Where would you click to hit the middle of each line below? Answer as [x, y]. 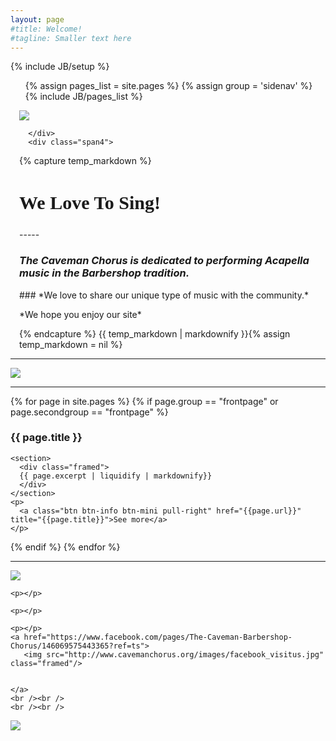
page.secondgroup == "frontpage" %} [89, 412]
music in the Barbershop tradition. [104, 273]
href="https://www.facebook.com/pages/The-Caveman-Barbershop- [158, 637]
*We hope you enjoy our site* [80, 314]
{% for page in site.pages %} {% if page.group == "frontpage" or [144, 401]
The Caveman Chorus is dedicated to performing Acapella [164, 261]
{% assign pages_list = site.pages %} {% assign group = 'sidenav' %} [168, 86]
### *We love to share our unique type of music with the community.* [164, 295]
